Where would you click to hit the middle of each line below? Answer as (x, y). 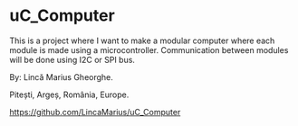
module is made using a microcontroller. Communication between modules (149, 49)
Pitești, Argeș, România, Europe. (69, 94)
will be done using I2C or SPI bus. (72, 59)
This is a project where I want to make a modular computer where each (142, 40)
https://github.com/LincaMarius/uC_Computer (95, 112)
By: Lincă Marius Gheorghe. (61, 76)
